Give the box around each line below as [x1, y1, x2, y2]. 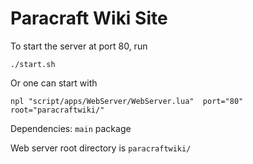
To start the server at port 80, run [10, 40, 148, 52]
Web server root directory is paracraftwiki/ [10, 142, 192, 154]
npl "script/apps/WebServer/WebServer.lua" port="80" [10, 96, 244, 106]
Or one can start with [10, 77, 98, 89]
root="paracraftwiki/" [10, 105, 105, 115]
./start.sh [10, 59, 56, 69]
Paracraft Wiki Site [10, 7, 168, 30]
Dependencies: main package [10, 122, 132, 134]
